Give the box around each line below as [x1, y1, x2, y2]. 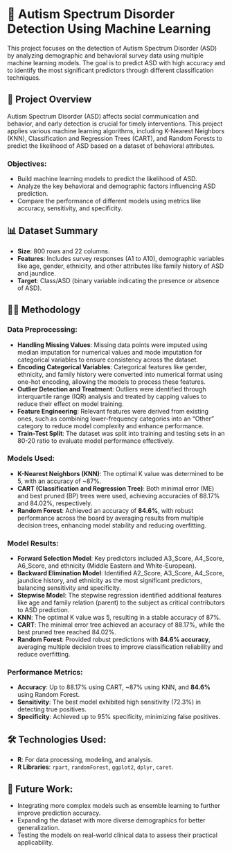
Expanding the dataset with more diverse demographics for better [17, 816, 206, 825]
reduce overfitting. [17, 650, 71, 659]
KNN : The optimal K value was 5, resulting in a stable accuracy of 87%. [17, 614, 222, 622]
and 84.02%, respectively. [17, 499, 93, 507]
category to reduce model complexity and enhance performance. [17, 421, 204, 430]
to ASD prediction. [17, 606, 70, 614]
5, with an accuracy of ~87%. [17, 477, 102, 485]
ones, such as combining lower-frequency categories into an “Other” [17, 414, 215, 423]
